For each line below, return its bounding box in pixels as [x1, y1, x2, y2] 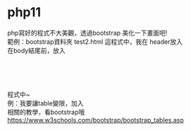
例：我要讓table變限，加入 [7, 98, 84, 107]
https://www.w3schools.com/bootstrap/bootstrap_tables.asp [7, 115, 185, 124]
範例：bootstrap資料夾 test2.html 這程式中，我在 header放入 [7, 37, 183, 46]
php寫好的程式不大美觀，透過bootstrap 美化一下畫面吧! [7, 28, 168, 37]
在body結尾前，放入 [7, 46, 66, 55]
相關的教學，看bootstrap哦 [7, 108, 85, 116]
